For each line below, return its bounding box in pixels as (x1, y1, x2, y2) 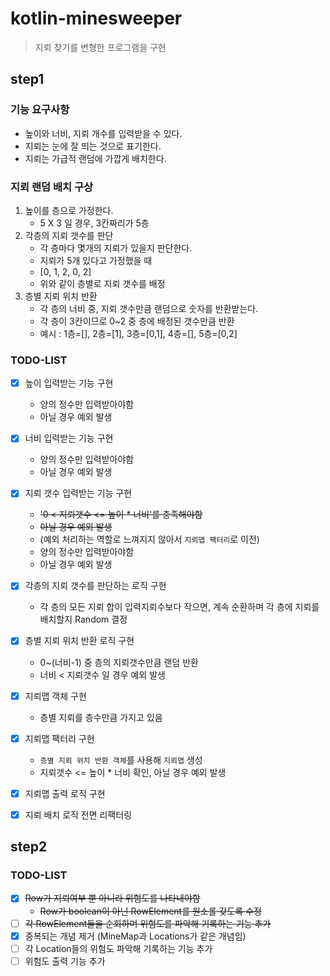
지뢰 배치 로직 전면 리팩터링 (24, 808, 133, 821)
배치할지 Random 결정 (39, 613, 128, 626)
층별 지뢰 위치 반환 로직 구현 (24, 635, 135, 647)
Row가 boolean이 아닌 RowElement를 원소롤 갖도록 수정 (39, 905, 262, 917)
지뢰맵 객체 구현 (24, 690, 87, 702)
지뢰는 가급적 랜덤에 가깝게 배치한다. (24, 152, 167, 164)
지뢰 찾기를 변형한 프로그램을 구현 (34, 41, 167, 53)
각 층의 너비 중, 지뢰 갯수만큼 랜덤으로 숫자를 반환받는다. (39, 302, 259, 314)
